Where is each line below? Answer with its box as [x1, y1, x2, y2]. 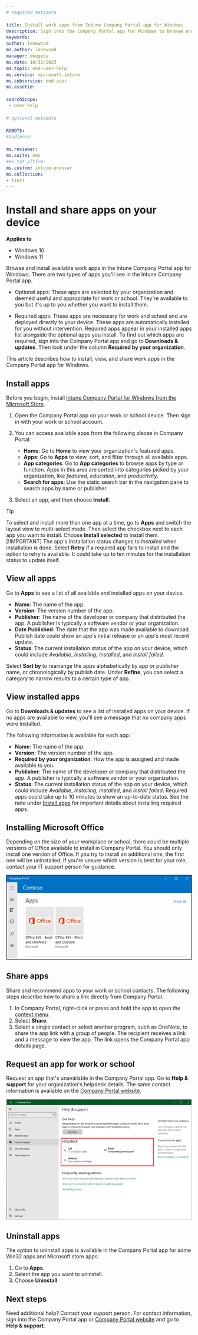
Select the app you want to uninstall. [14, 1271, 103, 1278]
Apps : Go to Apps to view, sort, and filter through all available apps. [23, 454, 189, 460]
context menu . [14, 1011, 50, 1018]
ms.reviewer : [6, 146, 38, 153]
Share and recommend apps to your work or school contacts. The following [6, 987, 190, 994]
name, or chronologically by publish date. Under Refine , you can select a [6, 668, 184, 675]
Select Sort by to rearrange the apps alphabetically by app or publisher [6, 662, 179, 669]
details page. [14, 1042, 47, 1049]
